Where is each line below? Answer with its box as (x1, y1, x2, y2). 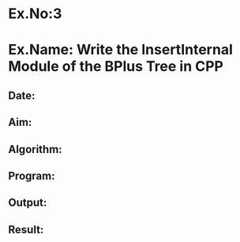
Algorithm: (8, 143, 62, 156)
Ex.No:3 (8, 5, 62, 23)
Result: (8, 222, 44, 236)
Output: (8, 196, 47, 210)
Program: (8, 169, 55, 182)
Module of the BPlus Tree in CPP (8, 58, 223, 76)
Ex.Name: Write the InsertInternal (8, 41, 233, 59)
